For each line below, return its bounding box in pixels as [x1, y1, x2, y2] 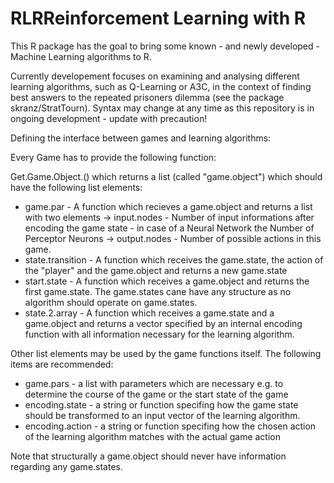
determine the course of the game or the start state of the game [24, 388, 289, 400]
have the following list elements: [10, 181, 143, 193]
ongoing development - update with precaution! [10, 112, 208, 124]
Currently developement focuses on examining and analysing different [10, 70, 300, 82]
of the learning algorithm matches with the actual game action [24, 430, 282, 442]
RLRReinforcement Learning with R [10, 7, 307, 30]
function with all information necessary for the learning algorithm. [24, 328, 295, 340]
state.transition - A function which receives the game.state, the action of [24, 253, 324, 266]
